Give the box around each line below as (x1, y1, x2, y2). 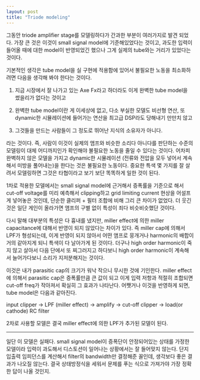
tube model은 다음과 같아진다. (6, 289, 77, 296)
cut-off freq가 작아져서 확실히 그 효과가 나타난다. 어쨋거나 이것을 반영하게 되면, (6, 281, 190, 289)
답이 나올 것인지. (12, 367, 51, 375)
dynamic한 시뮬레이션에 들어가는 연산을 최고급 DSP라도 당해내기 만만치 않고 (14, 114, 193, 121)
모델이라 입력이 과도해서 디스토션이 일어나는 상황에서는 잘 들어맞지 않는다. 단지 (6, 345, 189, 352)
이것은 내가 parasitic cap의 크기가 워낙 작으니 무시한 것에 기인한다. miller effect (6, 266, 192, 274)
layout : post (6, 8, 39, 15)
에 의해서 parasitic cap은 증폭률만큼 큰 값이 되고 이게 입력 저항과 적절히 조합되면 (6, 274, 193, 281)
